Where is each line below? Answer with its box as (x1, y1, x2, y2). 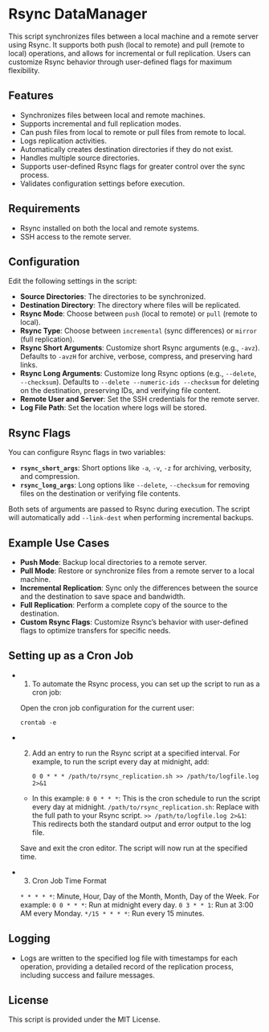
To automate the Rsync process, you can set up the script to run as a (31, 678, 260, 688)
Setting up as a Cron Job (8, 649, 134, 663)
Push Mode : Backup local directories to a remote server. (19, 558, 207, 567)
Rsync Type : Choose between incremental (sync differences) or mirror (19, 326, 258, 336)
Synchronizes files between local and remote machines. (19, 110, 206, 120)
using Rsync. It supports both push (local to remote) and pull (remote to (8, 39, 245, 49)
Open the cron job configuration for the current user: (19, 702, 195, 712)
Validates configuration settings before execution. (19, 178, 185, 188)
